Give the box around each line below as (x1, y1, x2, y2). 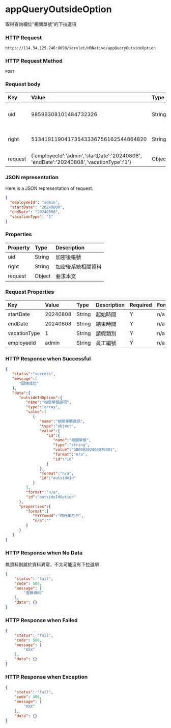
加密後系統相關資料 (55, 263, 102, 270)
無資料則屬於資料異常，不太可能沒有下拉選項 (5, 561, 99, 567)
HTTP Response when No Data (5, 549, 83, 556)
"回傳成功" (18, 381, 39, 386)
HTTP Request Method (5, 58, 63, 65)
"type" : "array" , (25, 405, 60, 410)
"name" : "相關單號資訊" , (39, 418, 85, 424)
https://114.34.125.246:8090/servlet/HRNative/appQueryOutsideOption (5, 46, 156, 51)
